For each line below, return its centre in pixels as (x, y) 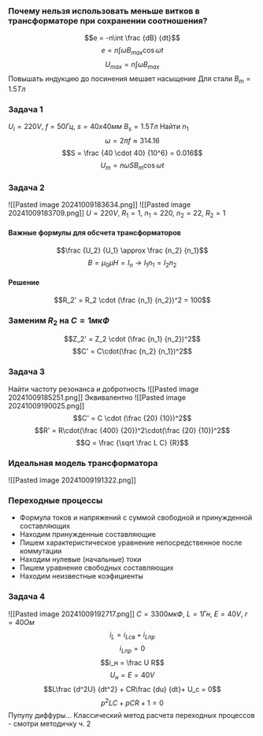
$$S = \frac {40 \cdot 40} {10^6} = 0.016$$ (132, 153)
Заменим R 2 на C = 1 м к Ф (59, 321)
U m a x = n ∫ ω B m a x (132, 65)
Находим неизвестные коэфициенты (81, 576)
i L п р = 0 (132, 649)
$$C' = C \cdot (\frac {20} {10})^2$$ (132, 418)
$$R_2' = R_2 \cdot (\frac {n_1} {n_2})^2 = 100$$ (132, 300)
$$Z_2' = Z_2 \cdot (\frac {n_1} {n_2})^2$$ (132, 339)
